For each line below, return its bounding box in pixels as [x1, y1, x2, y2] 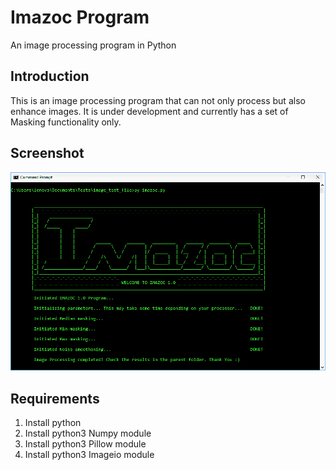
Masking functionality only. [10, 116, 122, 128]
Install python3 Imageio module [24, 449, 155, 460]
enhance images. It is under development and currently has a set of [10, 105, 289, 117]
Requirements [10, 390, 100, 407]
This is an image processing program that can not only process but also [10, 94, 306, 106]
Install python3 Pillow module [24, 438, 147, 450]
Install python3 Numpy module [24, 427, 152, 439]
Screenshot [10, 145, 85, 162]
